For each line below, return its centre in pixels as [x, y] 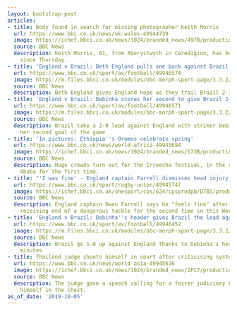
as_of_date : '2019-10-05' [45, 297]
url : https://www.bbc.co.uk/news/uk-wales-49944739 [91, 34]
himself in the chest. [53, 290]
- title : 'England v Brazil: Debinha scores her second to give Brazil [115, 100]
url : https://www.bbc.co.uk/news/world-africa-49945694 [97, 146]
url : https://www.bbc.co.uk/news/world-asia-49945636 [94, 264]
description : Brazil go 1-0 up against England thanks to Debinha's [116, 244]
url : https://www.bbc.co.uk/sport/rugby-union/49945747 [97, 184]
